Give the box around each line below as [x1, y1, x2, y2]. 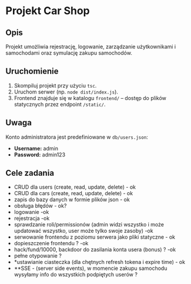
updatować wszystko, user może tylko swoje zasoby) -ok [14, 228, 153, 235]
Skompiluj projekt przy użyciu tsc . [14, 82, 97, 89]
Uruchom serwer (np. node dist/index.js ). [14, 88, 119, 95]
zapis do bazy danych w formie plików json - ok [14, 196, 130, 203]
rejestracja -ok [14, 215, 50, 222]
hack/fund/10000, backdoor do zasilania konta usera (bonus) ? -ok [14, 246, 176, 253]
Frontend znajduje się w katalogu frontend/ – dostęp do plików [14, 94, 167, 101]
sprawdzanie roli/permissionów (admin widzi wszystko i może [14, 221, 164, 228]
